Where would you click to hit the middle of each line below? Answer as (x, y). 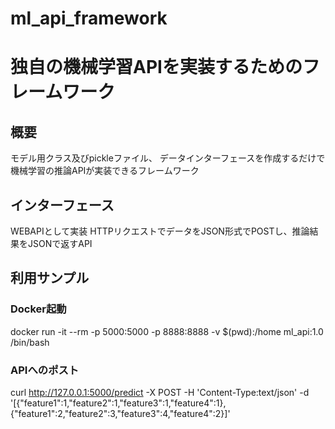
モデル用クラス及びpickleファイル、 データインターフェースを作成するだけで (168, 158)
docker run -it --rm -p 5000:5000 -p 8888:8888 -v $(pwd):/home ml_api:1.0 (167, 331)
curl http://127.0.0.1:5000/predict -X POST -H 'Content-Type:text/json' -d (160, 392)
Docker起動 (38, 309)
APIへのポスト (45, 370)
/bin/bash (30, 342)
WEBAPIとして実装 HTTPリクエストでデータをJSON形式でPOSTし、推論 (160, 231)
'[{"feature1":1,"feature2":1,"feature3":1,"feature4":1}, (118, 403)
